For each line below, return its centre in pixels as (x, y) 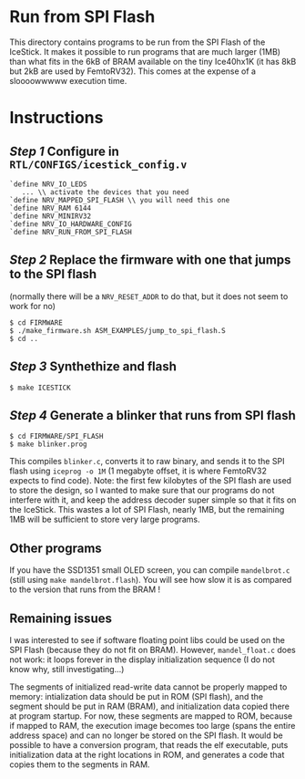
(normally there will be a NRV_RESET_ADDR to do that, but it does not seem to (149, 296)
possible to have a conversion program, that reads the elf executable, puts (149, 745)
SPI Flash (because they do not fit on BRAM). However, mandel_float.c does (152, 650)
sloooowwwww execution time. (68, 80)
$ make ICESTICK (40, 388)
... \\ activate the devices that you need (105, 192)
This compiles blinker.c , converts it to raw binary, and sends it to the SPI (147, 462)
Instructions (56, 118)
